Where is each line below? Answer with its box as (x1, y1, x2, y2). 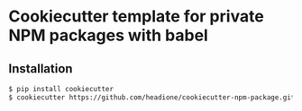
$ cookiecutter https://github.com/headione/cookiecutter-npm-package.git (8, 92, 296, 102)
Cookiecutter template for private (8, 6, 265, 27)
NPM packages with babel (8, 25, 208, 46)
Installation (8, 61, 73, 76)
